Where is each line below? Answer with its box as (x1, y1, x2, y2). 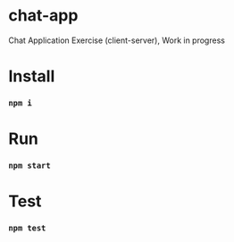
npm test (8, 223, 46, 233)
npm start (8, 161, 51, 171)
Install (8, 66, 55, 87)
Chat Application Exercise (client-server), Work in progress (8, 35, 225, 46)
